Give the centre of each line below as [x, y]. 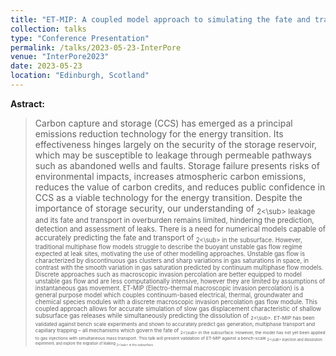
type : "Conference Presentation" [80, 38]
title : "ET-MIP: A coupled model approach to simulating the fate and [160, 19]
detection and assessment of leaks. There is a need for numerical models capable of [180, 229]
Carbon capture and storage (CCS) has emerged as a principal [163, 123]
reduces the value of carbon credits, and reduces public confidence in [180, 187]
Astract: [27, 103]
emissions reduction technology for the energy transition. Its [159, 133]
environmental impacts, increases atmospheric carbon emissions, [170, 176]
